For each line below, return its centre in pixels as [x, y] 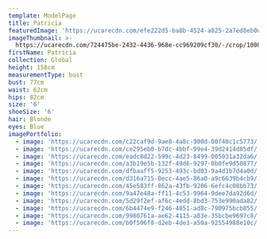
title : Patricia [35, 23]
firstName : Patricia [43, 53]
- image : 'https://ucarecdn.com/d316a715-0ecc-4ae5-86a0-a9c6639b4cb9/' [138, 179]
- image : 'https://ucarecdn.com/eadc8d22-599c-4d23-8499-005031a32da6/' [138, 156]
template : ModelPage [43, 16]
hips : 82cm [26, 97]
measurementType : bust [46, 75]
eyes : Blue [26, 127]
